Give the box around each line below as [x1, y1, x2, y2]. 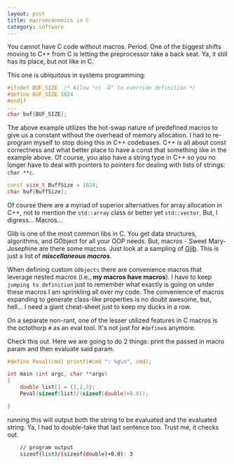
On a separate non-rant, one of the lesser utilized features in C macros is [7, 316, 218, 325]
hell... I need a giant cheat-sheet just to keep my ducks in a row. [7, 302, 191, 311]
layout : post [7, 10, 46, 18]
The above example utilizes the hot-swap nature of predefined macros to [7, 123, 219, 132]
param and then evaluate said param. [7, 344, 115, 353]
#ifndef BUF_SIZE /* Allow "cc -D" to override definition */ [7, 85, 196, 92]
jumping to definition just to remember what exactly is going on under [7, 280, 215, 288]
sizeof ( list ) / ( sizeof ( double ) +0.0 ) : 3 [20, 450, 133, 458]
